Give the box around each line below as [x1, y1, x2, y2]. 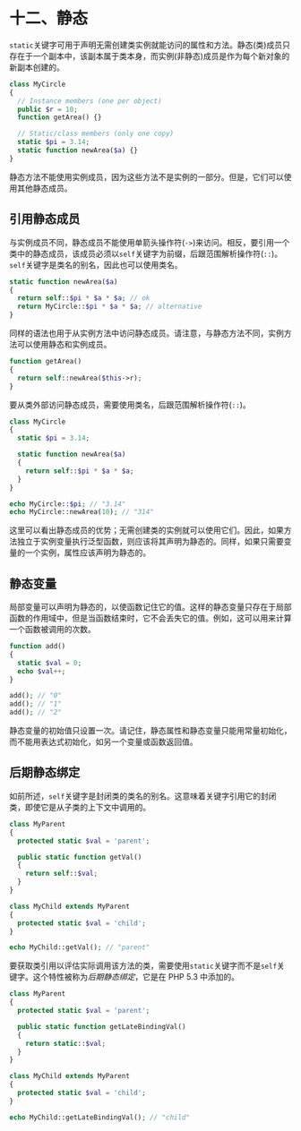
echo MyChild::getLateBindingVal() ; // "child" [9, 1112, 191, 1122]
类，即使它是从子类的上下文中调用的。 [9, 801, 150, 812]
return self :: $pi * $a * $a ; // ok [17, 294, 150, 303]
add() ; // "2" [9, 708, 63, 717]
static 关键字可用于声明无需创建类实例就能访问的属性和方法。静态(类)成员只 [9, 39, 291, 50]
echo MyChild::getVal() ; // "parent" [9, 943, 150, 952]
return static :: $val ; [25, 1039, 106, 1048]
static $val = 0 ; [17, 658, 82, 667]
